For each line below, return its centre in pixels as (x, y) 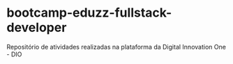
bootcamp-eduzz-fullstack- (89, 13)
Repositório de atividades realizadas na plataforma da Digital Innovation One (116, 47)
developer (37, 27)
